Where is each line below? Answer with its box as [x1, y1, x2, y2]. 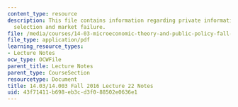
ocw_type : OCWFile [7, 56, 62, 63]
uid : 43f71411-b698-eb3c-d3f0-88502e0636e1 [7, 89, 138, 96]
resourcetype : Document [7, 75, 78, 83]
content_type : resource [7, 10, 78, 18]
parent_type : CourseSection [7, 69, 91, 76]
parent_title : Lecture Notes [7, 63, 93, 70]
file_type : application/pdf [7, 37, 91, 44]
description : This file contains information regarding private [7, 17, 201, 24]
